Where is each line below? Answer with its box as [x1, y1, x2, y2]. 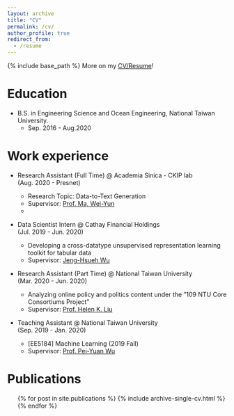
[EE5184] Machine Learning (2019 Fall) [27, 339, 139, 348]
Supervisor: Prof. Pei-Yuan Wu [27, 346, 116, 355]
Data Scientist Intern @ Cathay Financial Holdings [17, 220, 160, 228]
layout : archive [7, 10, 54, 17]
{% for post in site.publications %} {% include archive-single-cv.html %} [17, 394, 226, 402]
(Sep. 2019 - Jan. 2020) [17, 326, 86, 334]
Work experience [7, 148, 109, 164]
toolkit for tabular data [27, 248, 92, 257]
